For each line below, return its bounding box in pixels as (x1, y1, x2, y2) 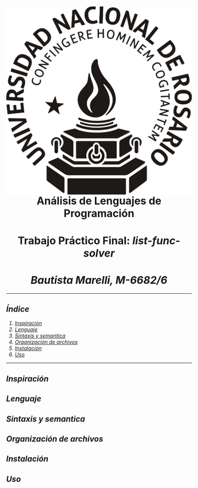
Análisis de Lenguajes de (36, 194, 162, 208)
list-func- (132, 234, 181, 247)
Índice (6, 304, 29, 314)
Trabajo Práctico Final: (17, 234, 131, 247)
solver (83, 246, 115, 260)
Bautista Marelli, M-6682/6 (30, 273, 168, 287)
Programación (64, 207, 134, 220)
